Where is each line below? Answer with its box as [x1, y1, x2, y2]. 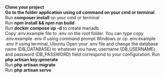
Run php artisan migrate [5, 62, 56, 68]
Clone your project [5, 4, 44, 10]
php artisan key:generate [5, 57, 58, 62]
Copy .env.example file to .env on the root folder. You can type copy [5, 31, 144, 36]
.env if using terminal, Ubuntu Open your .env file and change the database [5, 41, 159, 46]
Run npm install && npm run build [5, 20, 75, 26]
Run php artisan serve [5, 67, 51, 73]
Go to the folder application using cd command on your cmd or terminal [5, 9, 155, 15]
